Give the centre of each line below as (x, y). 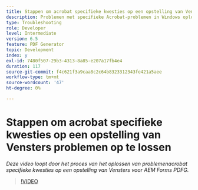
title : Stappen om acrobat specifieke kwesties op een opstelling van (95, 11)
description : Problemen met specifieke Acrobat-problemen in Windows (93, 17)
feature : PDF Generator (35, 45)
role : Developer (26, 28)
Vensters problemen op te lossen (89, 147)
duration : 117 (24, 66)
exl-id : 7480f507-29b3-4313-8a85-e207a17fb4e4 (64, 61)
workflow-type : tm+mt (33, 77)
